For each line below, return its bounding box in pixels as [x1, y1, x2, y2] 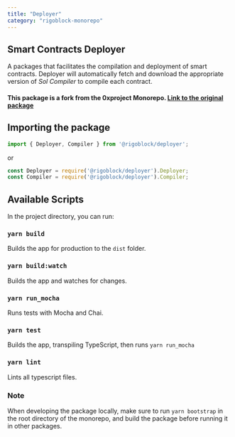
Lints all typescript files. [7, 372, 77, 381]
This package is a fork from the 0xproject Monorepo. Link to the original [7, 93, 224, 102]
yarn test [7, 326, 41, 334]
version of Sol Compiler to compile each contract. [7, 77, 153, 86]
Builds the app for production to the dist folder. [7, 244, 146, 253]
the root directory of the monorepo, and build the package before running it [7, 414, 229, 423]
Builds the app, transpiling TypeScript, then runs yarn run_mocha [7, 340, 195, 349]
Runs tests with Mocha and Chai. [7, 308, 104, 317]
